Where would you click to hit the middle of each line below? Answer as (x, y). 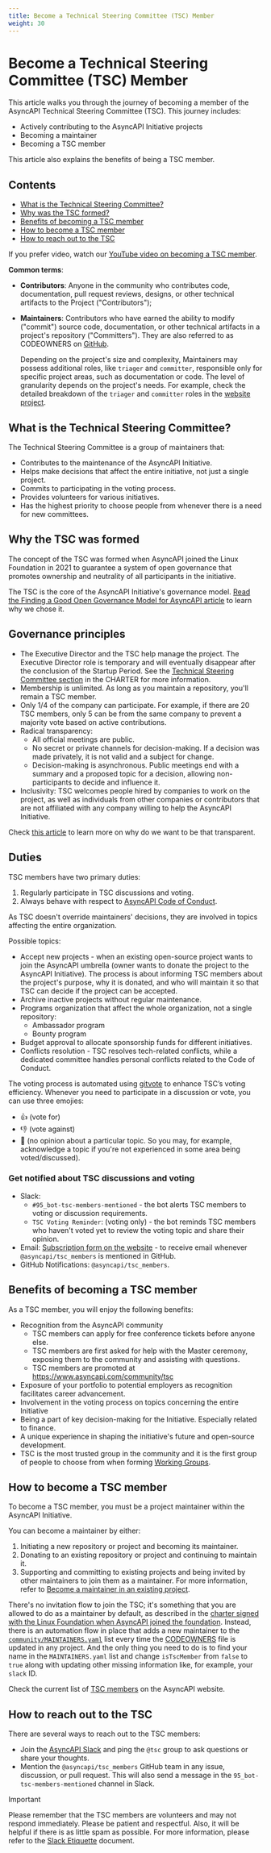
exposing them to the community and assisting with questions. (136, 1359)
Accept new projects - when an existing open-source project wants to (136, 956)
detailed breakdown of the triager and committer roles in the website (135, 394)
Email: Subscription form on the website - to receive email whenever (133, 1247)
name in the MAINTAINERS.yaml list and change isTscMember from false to (128, 1656)
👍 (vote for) (40, 1117)
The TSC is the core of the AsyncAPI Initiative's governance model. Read (129, 591)
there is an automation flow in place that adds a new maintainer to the (124, 1630)
